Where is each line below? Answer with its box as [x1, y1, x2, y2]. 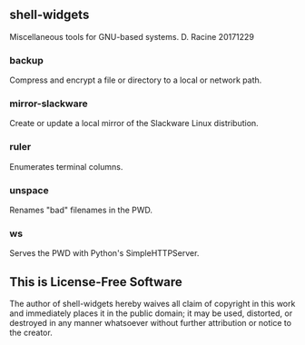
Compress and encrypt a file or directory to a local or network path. [9, 74, 262, 85]
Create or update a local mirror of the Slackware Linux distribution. [9, 118, 259, 129]
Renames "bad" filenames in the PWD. [9, 204, 152, 215]
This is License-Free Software [9, 274, 183, 290]
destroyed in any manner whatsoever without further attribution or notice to [9, 318, 292, 329]
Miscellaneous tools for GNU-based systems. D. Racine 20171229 [9, 31, 254, 42]
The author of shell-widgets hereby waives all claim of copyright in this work [9, 299, 296, 310]
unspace [9, 183, 49, 196]
